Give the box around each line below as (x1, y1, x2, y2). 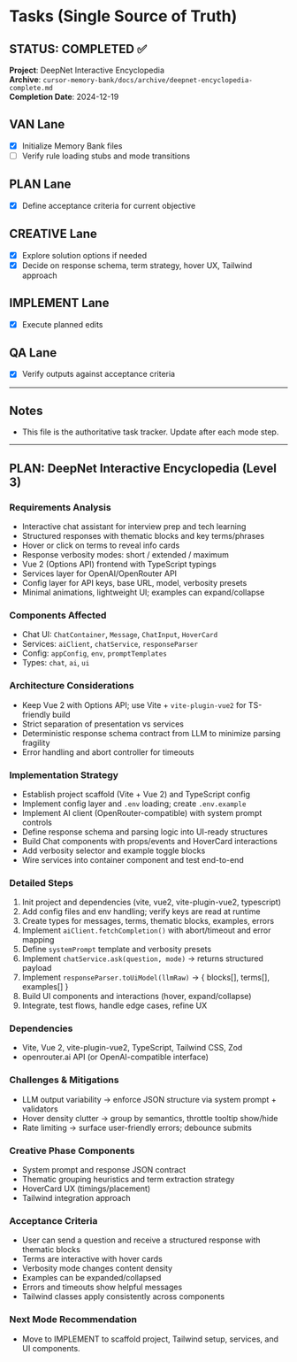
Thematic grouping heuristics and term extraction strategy (21, 1174, 235, 1185)
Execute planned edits (21, 319, 103, 329)
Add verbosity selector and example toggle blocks (21, 845, 206, 856)
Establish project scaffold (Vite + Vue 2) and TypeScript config (21, 789, 250, 799)
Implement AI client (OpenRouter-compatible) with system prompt (21, 807, 263, 818)
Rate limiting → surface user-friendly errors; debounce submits (21, 1122, 252, 1133)
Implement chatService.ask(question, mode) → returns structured (21, 953, 263, 964)
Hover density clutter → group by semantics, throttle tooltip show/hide (21, 1112, 278, 1123)
